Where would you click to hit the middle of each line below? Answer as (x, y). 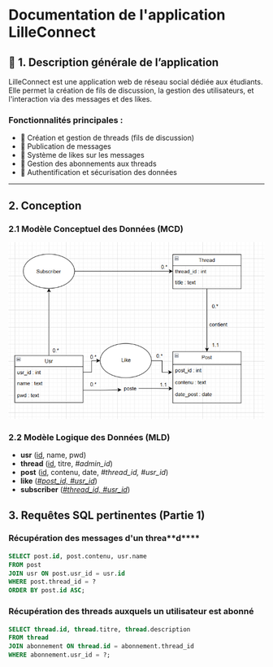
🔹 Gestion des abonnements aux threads (88, 163)
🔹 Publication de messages (65, 146)
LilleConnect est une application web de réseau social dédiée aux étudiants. (136, 82)
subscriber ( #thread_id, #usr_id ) (75, 490)
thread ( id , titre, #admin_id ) (67, 464)
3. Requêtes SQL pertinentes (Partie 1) (107, 515)
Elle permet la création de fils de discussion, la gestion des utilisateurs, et (131, 90)
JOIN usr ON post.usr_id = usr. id (67, 573)
